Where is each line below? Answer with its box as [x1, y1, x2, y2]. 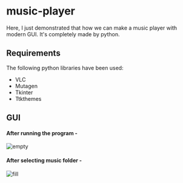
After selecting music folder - [6, 156, 82, 164]
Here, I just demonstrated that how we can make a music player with [6, 24, 178, 31]
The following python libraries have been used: [6, 64, 124, 71]
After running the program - [6, 129, 78, 136]
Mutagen [15, 82, 38, 89]
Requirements [6, 48, 61, 59]
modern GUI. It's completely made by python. [6, 30, 120, 37]
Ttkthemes [15, 95, 42, 102]
